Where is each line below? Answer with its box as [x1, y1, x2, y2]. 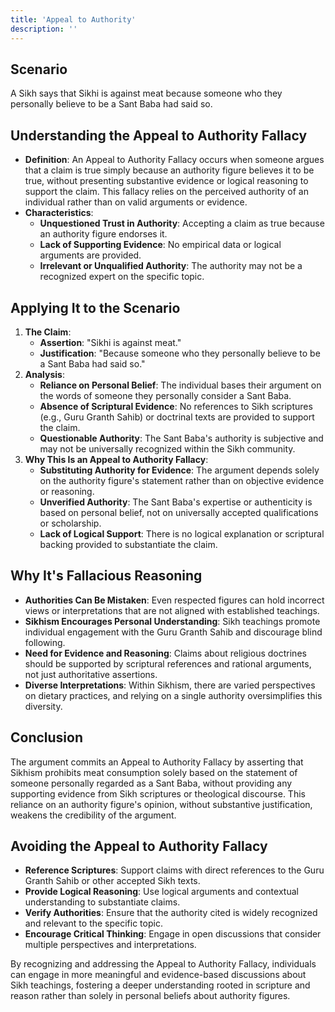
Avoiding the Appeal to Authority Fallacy [10, 837, 268, 855]
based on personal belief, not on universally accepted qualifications [39, 506, 319, 518]
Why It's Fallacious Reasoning [10, 567, 203, 585]
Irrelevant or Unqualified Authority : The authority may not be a [39, 260, 303, 272]
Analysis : [24, 368, 65, 380]
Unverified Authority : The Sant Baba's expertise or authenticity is [39, 496, 313, 508]
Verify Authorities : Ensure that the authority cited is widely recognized [24, 907, 318, 919]
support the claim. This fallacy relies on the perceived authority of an [24, 186, 309, 198]
